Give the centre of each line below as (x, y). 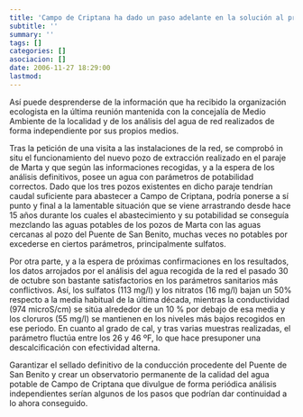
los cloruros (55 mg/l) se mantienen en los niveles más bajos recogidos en (147, 318)
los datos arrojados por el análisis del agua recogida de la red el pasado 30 (149, 270)
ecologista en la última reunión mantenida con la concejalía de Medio (138, 111)
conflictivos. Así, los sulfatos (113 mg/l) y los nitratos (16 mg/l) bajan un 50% (151, 290)
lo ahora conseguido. (49, 403)
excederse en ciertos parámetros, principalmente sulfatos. (118, 243)
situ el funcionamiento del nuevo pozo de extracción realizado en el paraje (148, 158)
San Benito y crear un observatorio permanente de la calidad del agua (139, 374)
